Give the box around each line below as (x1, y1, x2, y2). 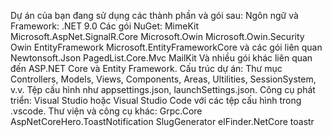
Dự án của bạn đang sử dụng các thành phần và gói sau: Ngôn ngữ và (10, 10, 299, 21)
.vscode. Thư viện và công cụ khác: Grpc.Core (10, 105, 203, 117)
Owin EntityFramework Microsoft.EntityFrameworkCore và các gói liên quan (10, 41, 323, 53)
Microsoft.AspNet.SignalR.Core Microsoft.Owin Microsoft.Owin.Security (10, 31, 305, 42)
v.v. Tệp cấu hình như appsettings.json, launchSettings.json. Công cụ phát (10, 84, 316, 95)
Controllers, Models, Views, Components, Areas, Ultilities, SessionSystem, (10, 73, 317, 85)
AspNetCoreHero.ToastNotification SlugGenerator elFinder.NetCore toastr (10, 116, 315, 127)
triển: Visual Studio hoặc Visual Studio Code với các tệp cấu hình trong (10, 95, 302, 106)
